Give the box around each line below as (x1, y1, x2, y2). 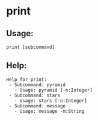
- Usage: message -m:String (14, 108, 85, 114)
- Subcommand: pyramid (8, 81, 66, 88)
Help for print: (6, 77, 47, 83)
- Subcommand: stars (8, 92, 61, 98)
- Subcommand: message (8, 103, 66, 109)
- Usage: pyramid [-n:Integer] (14, 87, 93, 93)
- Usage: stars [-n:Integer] (14, 98, 87, 104)
